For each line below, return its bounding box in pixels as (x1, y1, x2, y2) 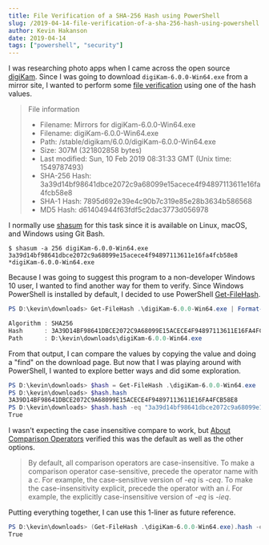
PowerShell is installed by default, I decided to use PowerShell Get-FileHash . (8, 290, 261, 299)
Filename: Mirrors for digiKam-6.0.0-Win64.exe (39, 120, 196, 130)
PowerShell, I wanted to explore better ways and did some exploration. (8, 366, 242, 375)
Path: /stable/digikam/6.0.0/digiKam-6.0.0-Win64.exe (39, 137, 216, 146)
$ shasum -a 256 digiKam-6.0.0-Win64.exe (8, 245, 149, 253)
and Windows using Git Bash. (8, 229, 106, 238)
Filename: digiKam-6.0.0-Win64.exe (39, 129, 159, 138)
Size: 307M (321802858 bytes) (39, 146, 143, 155)
